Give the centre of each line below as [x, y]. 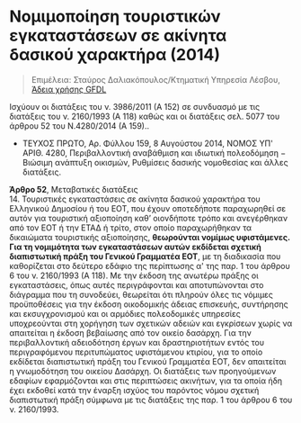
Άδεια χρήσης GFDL [69, 89]
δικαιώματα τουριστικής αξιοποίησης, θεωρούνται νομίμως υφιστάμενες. [150, 237]
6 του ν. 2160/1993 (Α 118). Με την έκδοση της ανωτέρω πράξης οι [134, 275]
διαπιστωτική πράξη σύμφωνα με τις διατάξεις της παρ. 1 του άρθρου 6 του [151, 400]
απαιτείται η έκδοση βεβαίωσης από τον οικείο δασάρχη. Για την [130, 333]
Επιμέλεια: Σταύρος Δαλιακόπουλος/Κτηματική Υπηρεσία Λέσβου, [155, 79]
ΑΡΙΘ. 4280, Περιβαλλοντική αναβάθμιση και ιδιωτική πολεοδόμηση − [154, 153]
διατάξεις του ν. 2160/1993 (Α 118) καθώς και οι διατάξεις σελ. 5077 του [145, 116]
